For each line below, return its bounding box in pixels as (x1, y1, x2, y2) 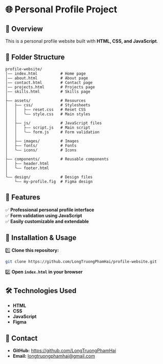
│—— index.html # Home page (5, 71, 86, 76)
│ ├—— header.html (5, 161, 50, 166)
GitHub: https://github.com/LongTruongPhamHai (12, 347, 116, 353)
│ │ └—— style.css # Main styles (5, 112, 91, 117)
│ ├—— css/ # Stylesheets (5, 102, 91, 107)
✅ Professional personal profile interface (5, 207, 95, 213)
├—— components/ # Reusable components (5, 156, 109, 161)
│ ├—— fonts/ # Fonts (5, 143, 77, 148)
